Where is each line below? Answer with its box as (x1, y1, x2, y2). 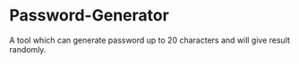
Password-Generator (9, 5, 170, 26)
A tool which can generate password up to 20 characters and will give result (9, 35, 291, 45)
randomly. (9, 44, 47, 54)
